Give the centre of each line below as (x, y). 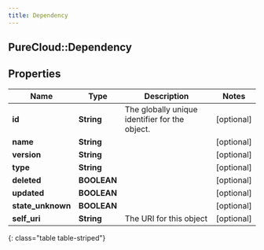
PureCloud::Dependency (70, 48)
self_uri (26, 219)
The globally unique (161, 109)
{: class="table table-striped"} (57, 237)
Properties (35, 74)
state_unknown (42, 205)
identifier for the (154, 119)
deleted (27, 180)
